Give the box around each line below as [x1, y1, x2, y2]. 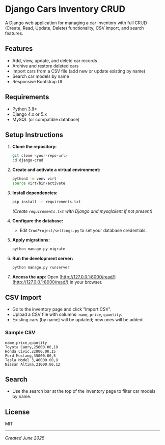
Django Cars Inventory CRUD [5, 3, 126, 15]
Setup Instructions [5, 131, 63, 139]
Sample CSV [5, 329, 36, 336]
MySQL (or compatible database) [12, 116, 80, 122]
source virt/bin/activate [12, 181, 65, 186]
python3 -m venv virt [12, 176, 57, 181]
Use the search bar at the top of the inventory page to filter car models [12, 388, 156, 394]
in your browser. [69, 279, 103, 285]
